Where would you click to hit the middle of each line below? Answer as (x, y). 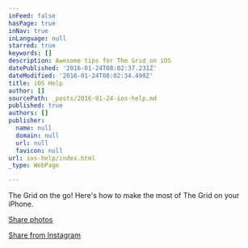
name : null (34, 128)
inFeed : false (32, 16)
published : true (36, 105)
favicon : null (39, 151)
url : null (32, 143)
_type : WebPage (34, 166)
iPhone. (21, 204)
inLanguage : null (38, 38)
